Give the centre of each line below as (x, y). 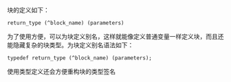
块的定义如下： (28, 10)
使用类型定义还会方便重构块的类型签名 (61, 71)
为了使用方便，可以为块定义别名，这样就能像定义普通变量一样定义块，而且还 (115, 37)
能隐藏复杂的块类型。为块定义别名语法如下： (70, 45)
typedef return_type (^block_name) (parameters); (80, 58)
